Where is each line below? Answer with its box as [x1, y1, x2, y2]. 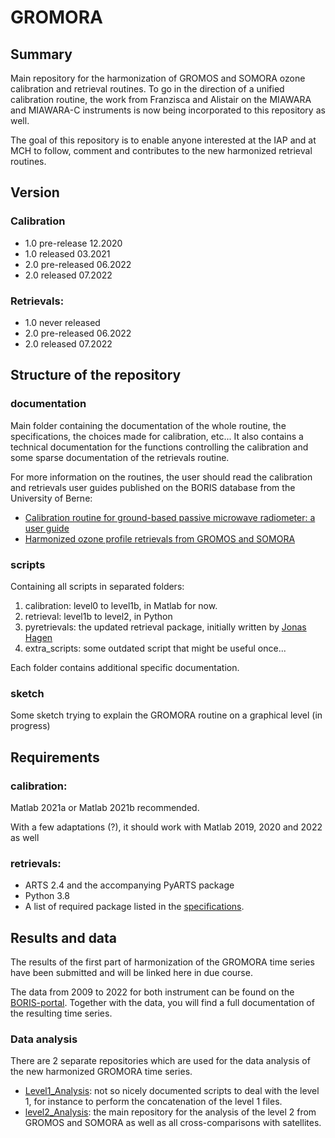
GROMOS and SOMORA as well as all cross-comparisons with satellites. [24, 1117, 322, 1129]
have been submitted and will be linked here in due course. [10, 967, 253, 979]
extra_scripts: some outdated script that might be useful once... [24, 642, 287, 654]
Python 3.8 [24, 890, 70, 902]
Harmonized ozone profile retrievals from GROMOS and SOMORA [24, 532, 296, 545]
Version [10, 184, 60, 201]
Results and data [10, 929, 118, 946]
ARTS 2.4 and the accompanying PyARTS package [24, 879, 235, 891]
